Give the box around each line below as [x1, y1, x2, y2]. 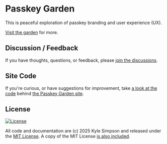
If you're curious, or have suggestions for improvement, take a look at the [5, 85, 157, 91]
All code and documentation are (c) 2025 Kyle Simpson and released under [5, 128, 161, 134]
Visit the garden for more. [5, 29, 58, 35]
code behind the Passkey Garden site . [5, 90, 84, 96]
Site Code [5, 72, 37, 80]
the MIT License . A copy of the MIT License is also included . [5, 133, 131, 139]
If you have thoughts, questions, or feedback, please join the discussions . [5, 57, 158, 63]
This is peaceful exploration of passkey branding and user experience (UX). [5, 20, 162, 26]
